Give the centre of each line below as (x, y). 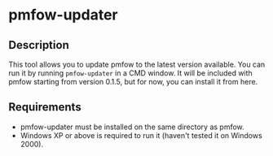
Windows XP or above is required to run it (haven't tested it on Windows (141, 135)
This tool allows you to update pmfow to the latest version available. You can (137, 64)
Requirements (45, 107)
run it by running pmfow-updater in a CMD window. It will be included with (130, 73)
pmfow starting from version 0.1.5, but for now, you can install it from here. (133, 82)
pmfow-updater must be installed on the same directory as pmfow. (132, 127)
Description (39, 45)
